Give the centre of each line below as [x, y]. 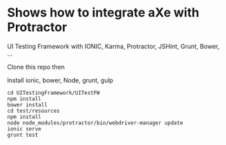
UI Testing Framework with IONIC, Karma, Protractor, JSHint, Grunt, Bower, [113, 46]
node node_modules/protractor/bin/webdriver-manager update [95, 123]
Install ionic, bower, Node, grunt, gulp [60, 80]
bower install [28, 104]
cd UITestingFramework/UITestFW [53, 93]
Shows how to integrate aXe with [103, 13]
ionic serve [24, 129]
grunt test [23, 135]
